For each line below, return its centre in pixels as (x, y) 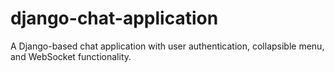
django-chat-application (114, 18)
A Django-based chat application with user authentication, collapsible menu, (167, 46)
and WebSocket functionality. (71, 56)
